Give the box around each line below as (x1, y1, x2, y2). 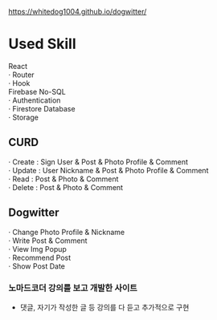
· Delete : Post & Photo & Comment (8, 182, 123, 192)
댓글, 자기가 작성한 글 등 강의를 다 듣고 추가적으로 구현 (19, 302, 190, 312)
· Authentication (8, 95, 61, 105)
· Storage (8, 112, 39, 122)
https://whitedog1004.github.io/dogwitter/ (8, 7, 147, 16)
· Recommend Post (8, 253, 72, 262)
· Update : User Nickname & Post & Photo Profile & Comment (8, 165, 209, 175)
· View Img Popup (8, 244, 67, 253)
